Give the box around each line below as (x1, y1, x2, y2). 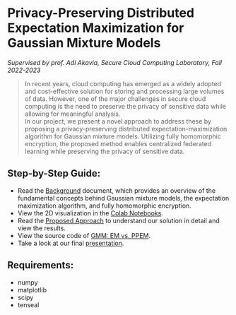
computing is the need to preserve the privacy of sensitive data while (24, 102, 226, 110)
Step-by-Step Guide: (7, 167, 101, 179)
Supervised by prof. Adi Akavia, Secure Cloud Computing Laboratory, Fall (7, 58, 223, 66)
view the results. (17, 224, 66, 232)
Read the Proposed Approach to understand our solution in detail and (17, 216, 220, 225)
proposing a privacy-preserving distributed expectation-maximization (24, 124, 228, 133)
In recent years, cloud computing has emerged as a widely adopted (24, 79, 221, 88)
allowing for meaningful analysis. (24, 109, 121, 118)
